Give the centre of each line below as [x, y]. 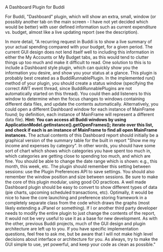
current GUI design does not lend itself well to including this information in [80, 52]
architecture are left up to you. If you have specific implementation [72, 229]
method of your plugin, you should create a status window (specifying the [79, 83]
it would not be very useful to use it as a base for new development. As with [81, 218]
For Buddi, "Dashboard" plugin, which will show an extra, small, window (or [81, 16]
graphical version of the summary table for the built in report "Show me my [81, 140]
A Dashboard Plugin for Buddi [35, 7]
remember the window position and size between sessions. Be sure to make [81, 177]
